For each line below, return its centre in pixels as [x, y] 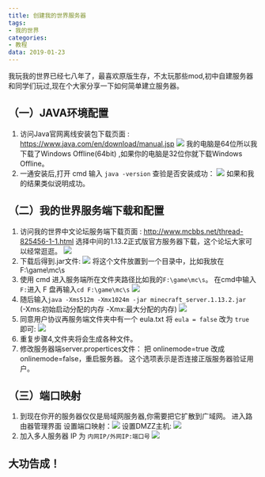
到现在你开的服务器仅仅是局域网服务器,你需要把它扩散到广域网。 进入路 [136, 416]
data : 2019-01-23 [37, 52]
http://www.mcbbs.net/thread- [193, 231]
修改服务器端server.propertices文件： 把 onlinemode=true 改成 [122, 349]
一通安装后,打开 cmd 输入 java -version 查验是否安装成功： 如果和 [133, 173]
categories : [28, 38]
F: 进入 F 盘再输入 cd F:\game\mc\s [75, 289]
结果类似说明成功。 [58, 183]
